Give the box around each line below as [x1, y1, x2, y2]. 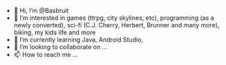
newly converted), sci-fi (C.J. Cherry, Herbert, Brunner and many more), [13, 21, 220, 29]
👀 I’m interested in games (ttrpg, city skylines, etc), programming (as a [13, 14, 214, 22]
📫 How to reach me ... [13, 51, 78, 58]
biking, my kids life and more [13, 28, 96, 36]
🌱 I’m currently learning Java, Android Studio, [13, 36, 144, 44]
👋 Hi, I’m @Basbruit [13, 7, 69, 14]
